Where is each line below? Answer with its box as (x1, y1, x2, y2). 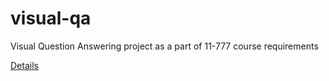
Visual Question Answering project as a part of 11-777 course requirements (10, 40, 319, 52)
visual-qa (10, 7, 92, 30)
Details (10, 59, 39, 71)
